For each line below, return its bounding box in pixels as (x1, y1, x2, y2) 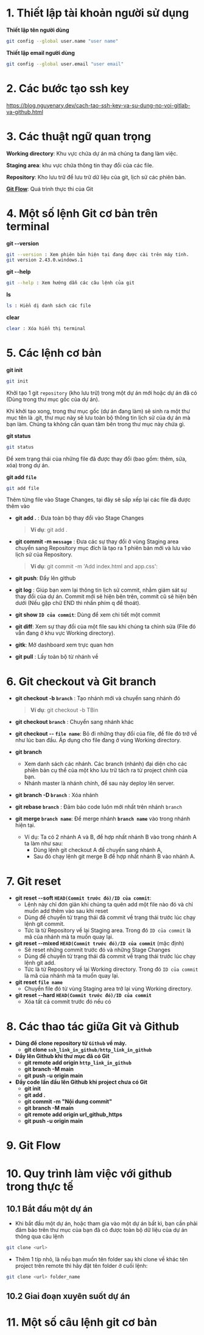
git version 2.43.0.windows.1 (6, 257, 83, 263)
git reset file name (15, 979, 63, 986)
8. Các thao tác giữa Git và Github (6, 1019, 180, 1033)
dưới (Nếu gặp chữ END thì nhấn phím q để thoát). (15, 599, 141, 607)
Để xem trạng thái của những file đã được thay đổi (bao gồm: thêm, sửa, (6, 455, 187, 462)
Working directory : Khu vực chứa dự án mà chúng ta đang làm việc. (6, 149, 178, 157)
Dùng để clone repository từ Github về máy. (15, 1040, 127, 1047)
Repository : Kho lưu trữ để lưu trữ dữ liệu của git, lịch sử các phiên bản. (6, 173, 186, 181)
